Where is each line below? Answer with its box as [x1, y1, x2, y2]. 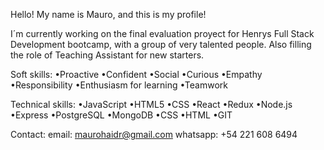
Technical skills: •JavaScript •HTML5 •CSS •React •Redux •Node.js [10, 99, 293, 110]
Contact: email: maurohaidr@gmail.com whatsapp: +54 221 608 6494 [10, 129, 298, 140]
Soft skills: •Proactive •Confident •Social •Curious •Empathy [10, 69, 263, 80]
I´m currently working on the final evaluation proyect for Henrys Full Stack [10, 28, 315, 39]
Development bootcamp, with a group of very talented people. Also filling [10, 39, 312, 50]
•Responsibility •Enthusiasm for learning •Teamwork [10, 79, 228, 91]
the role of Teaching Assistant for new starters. [10, 49, 205, 61]
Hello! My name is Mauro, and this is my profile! [10, 9, 207, 20]
